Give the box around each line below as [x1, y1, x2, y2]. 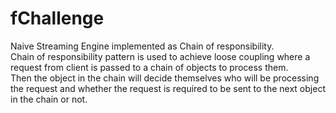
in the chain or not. [10, 93, 88, 105]
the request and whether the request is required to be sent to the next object [10, 82, 326, 94]
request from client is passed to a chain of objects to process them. [10, 61, 289, 73]
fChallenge [10, 7, 105, 30]
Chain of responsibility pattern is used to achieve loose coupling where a [10, 50, 311, 62]
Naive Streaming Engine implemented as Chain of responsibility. [10, 40, 275, 52]
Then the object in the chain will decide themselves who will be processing [10, 72, 320, 84]
